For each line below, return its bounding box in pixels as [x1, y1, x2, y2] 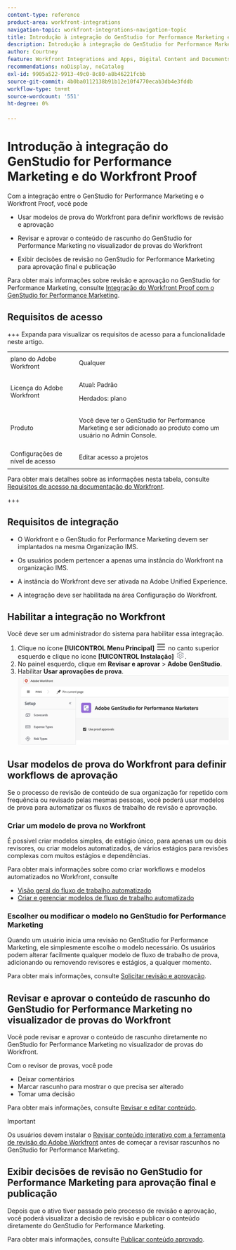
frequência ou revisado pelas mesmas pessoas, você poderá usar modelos [7, 796, 225, 804]
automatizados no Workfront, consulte [7, 872, 119, 881]
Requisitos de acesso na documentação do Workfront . [7, 482, 165, 491]
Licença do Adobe [10, 383, 63, 392]
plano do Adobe [10, 355, 57, 363]
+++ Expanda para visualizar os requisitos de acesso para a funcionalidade [7, 330, 225, 338]
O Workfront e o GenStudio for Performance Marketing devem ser [17, 534, 209, 544]
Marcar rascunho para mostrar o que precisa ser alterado [17, 1082, 184, 1091]
